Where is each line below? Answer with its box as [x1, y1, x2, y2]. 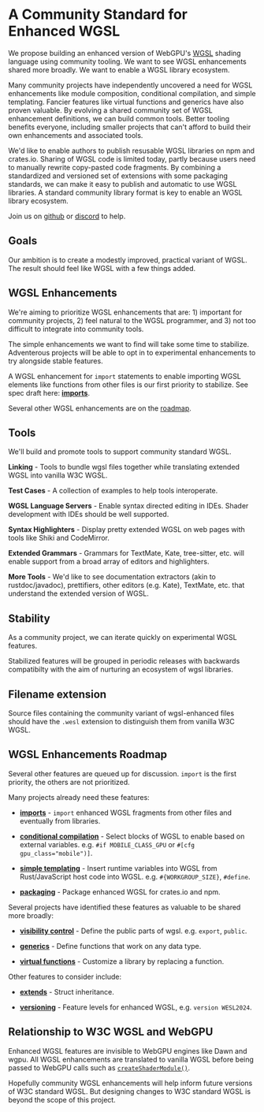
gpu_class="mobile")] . [19, 848, 93, 857]
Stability [8, 612, 50, 625]
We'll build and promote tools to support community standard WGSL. [8, 447, 232, 456]
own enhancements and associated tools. [8, 130, 143, 139]
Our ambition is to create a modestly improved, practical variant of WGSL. [8, 255, 247, 265]
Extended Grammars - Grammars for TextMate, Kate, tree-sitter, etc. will [8, 549, 244, 558]
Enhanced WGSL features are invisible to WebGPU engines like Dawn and [8, 1046, 247, 1055]
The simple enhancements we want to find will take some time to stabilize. [8, 339, 250, 348]
